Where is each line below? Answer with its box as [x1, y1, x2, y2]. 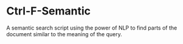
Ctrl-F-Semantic [6, 4, 91, 18]
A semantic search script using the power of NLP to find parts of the [6, 24, 178, 31]
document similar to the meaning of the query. [6, 30, 123, 37]
